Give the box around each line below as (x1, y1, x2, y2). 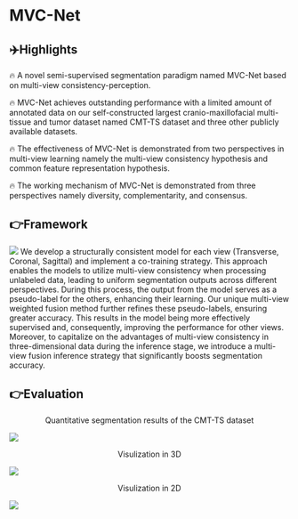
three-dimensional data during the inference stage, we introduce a (9, 340, 253, 352)
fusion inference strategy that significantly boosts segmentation (28, 350, 263, 361)
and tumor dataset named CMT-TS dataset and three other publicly (33, 117, 279, 127)
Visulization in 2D (117, 483, 181, 493)
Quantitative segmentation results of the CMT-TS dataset (44, 415, 254, 426)
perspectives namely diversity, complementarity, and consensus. (9, 191, 247, 200)
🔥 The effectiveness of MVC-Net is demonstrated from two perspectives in (9, 143, 285, 154)
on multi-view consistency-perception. (9, 80, 151, 90)
